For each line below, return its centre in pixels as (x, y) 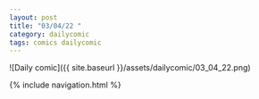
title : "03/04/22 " (46, 26)
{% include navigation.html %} (66, 85)
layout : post (33, 17)
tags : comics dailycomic (55, 42)
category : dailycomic (50, 34)
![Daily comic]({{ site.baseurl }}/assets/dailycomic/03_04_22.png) (130, 68)
